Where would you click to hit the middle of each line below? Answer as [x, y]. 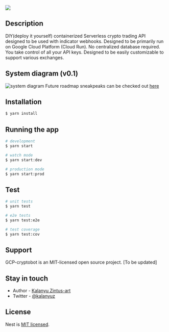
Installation [23, 102]
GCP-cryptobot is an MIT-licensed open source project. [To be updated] [81, 262]
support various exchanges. [35, 57]
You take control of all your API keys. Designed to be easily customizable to [85, 52]
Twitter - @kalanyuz [34, 296]
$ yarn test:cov [22, 234]
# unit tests [19, 201]
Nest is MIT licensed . [28, 324]
